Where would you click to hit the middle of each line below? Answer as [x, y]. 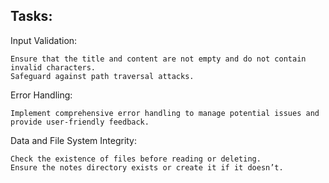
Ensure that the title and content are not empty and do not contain [158, 59]
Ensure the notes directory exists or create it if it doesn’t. [147, 167]
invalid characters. [53, 67]
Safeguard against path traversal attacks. [102, 76]
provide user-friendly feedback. [80, 122]
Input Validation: [44, 40]
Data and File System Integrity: [74, 140]
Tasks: [31, 16]
